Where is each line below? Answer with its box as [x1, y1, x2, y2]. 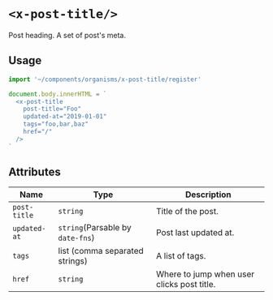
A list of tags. [155, 251, 206, 262]
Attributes [8, 165, 61, 179]
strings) [58, 255, 88, 267]
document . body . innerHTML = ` [8, 90, 107, 98]
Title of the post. [155, 206, 219, 217]
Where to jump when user [155, 268, 254, 280]
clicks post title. [155, 279, 216, 290]
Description [185, 189, 232, 200]
